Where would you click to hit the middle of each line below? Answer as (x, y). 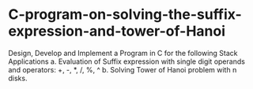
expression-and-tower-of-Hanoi (117, 31)
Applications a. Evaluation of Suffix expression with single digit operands (126, 61)
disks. (18, 78)
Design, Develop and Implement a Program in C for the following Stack (123, 53)
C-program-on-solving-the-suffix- (125, 15)
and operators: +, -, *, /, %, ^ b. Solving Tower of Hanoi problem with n (123, 69)
